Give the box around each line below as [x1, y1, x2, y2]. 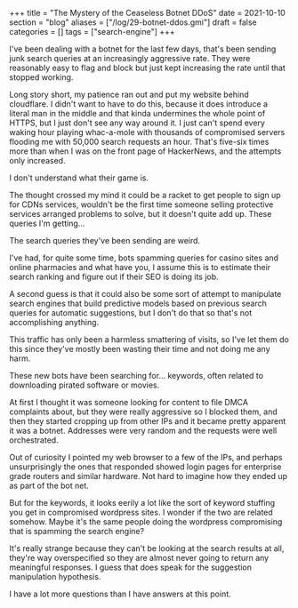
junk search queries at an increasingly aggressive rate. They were [9, 53, 251, 63]
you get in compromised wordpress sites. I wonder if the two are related [9, 507, 273, 517]
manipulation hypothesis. [9, 572, 101, 581]
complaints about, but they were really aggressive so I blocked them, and [9, 406, 278, 417]
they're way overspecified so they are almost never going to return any [9, 553, 270, 563]
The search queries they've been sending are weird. [9, 236, 201, 245]
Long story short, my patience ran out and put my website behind [9, 89, 249, 100]
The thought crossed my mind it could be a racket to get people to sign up [9, 190, 282, 200]
